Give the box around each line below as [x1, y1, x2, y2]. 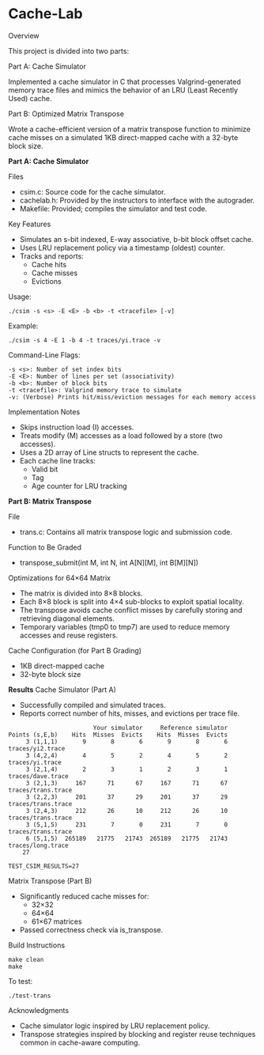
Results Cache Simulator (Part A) [8, 685, 117, 694]
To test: [8, 976, 33, 985]
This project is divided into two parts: [8, 46, 129, 55]
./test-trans [8, 992, 51, 1000]
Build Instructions [8, 940, 66, 950]
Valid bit [31, 464, 58, 474]
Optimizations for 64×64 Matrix [8, 573, 111, 582]
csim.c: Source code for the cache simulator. [19, 187, 166, 196]
